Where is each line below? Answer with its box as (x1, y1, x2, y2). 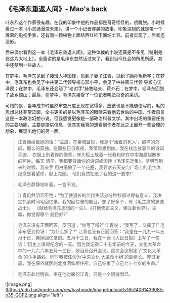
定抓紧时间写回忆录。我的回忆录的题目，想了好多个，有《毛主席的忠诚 (17, 198, 164, 204)
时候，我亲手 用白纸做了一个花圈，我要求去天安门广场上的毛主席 (26, 164, 161, 170)
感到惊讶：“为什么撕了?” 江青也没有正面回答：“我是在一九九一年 (26, 228, 160, 234)
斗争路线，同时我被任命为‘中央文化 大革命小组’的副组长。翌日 (27, 254, 156, 260)
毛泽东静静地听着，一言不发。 (17, 181, 80, 187)
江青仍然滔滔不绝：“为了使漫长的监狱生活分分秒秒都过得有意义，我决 (17, 192, 162, 198)
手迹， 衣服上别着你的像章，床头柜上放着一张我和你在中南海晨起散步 (17, 151, 161, 158)
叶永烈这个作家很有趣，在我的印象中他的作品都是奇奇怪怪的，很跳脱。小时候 (5, 19, 165, 25)
